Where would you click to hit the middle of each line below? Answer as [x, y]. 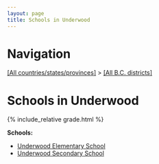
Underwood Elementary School [61, 146]
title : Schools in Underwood [49, 20]
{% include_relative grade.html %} [56, 119]
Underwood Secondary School [61, 153]
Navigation [39, 54]
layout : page [26, 13]
